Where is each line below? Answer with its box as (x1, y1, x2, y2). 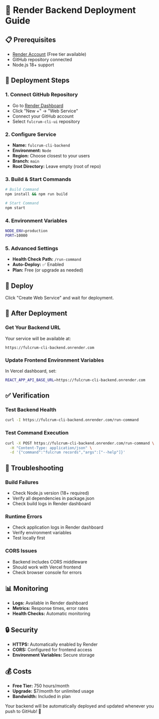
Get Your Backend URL (5, 324, 61, 331)
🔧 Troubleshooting (5, 463, 64, 472)
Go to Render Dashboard (12, 102, 64, 109)
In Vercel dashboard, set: (5, 368, 57, 374)
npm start (5, 205, 26, 210)
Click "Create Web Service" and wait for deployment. (5, 294, 114, 300)
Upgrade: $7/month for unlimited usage (12, 688, 94, 694)
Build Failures (5, 478, 39, 485)
